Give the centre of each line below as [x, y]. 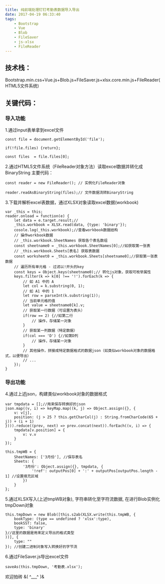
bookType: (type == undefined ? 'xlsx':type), [63, 519]
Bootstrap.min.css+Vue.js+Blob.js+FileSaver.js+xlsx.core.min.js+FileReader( [83, 80]
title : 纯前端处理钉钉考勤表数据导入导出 [42, 10]
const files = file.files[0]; [37, 157]
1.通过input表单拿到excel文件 [35, 130]
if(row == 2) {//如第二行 [48, 316]
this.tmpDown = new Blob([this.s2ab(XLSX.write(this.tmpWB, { [70, 515]
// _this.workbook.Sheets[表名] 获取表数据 [57, 251]
